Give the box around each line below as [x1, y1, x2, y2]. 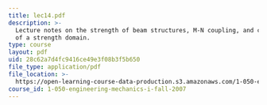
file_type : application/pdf [8, 63, 102, 71]
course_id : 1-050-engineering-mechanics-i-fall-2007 [8, 84, 187, 93]
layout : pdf [8, 48, 48, 56]
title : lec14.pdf [8, 11, 66, 20]
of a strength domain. [15, 33, 91, 42]
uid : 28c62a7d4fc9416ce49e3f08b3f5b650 [8, 56, 141, 64]
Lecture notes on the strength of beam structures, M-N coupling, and [15, 26, 254, 34]
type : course [8, 41, 52, 49]
